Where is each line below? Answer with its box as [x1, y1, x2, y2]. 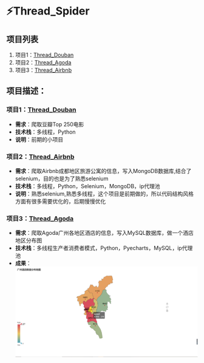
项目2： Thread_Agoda [15, 59, 72, 66]
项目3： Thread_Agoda [6, 214, 74, 223]
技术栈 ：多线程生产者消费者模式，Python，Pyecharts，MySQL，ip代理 [15, 245, 193, 252]
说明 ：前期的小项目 [15, 135, 64, 143]
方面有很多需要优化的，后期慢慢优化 [15, 197, 106, 205]
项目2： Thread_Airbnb [6, 152, 75, 161]
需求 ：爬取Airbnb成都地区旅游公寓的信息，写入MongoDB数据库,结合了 [15, 167, 192, 174]
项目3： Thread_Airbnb [15, 67, 72, 73]
